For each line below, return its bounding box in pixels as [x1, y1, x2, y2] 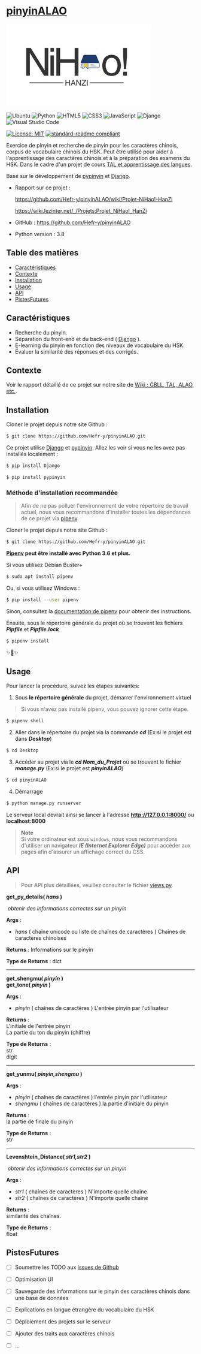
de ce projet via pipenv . [20, 515, 79, 522]
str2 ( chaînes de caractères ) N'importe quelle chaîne [14, 1194, 148, 1201]
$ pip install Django [6, 463, 60, 469]
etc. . [6, 388, 17, 395]
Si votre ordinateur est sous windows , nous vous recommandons [20, 835, 178, 843]
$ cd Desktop [6, 747, 39, 753]
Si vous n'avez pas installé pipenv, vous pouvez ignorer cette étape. [20, 705, 189, 713]
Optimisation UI [14, 1275, 53, 1283]
